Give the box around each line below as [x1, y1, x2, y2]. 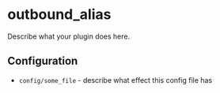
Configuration [7, 54, 78, 68]
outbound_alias [7, 6, 112, 24]
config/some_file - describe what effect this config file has [18, 75, 213, 84]
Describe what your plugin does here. [7, 32, 131, 41]
